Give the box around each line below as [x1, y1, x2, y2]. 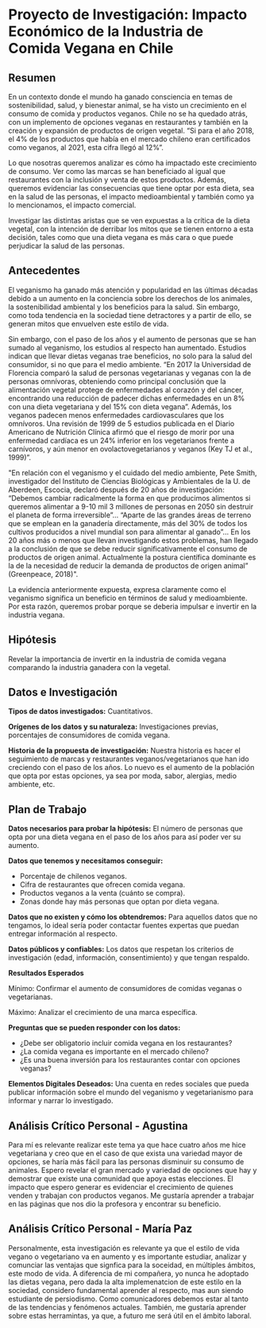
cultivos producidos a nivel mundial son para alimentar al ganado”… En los [8, 527, 251, 536]
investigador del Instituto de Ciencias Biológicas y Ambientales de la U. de [8, 476, 251, 486]
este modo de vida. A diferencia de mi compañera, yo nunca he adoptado [8, 1268, 249, 1278]
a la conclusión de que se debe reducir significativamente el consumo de [8, 544, 248, 553]
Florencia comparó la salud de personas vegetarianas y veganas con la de [8, 368, 252, 377]
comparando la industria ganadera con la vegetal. [8, 662, 171, 672]
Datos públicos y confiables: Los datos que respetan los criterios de [8, 944, 234, 954]
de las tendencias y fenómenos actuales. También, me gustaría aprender [8, 1302, 247, 1312]
